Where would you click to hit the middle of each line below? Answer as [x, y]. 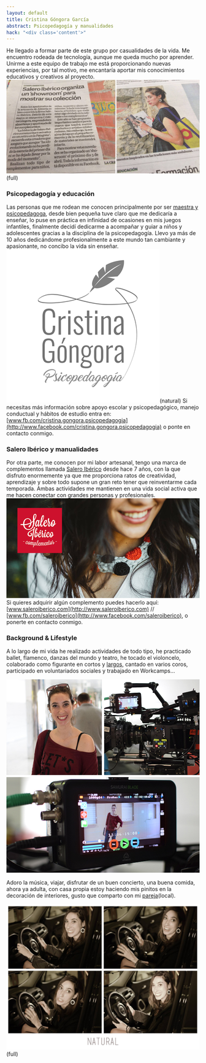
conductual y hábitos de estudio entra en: [59, 414]
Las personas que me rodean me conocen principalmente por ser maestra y [102, 207]
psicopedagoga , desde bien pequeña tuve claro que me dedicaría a [92, 214]
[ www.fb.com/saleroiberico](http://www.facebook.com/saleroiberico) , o [97, 615]
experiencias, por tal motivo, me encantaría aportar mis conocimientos [96, 70]
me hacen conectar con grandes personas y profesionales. [81, 495]
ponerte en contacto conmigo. [45, 622]
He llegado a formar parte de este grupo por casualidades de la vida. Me [98, 51]
